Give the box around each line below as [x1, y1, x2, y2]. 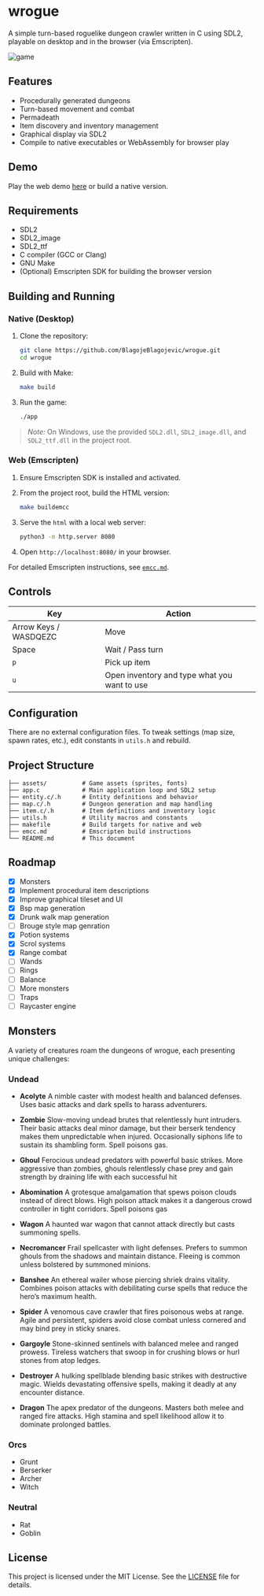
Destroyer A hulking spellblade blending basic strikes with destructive [19, 1371, 247, 1380]
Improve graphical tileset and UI [19, 894, 123, 904]
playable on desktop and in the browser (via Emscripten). [8, 36, 193, 46]
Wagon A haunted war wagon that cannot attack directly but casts [19, 1219, 236, 1228]
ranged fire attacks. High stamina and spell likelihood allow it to [19, 1411, 225, 1420]
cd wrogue [19, 354, 53, 361]
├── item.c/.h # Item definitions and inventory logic [8, 807, 216, 815]
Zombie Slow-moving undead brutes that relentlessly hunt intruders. [19, 1115, 242, 1124]
